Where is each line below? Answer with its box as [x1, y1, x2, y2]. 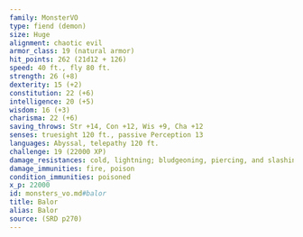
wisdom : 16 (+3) [9, 105, 70, 114]
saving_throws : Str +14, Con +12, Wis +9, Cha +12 [9, 123, 204, 132]
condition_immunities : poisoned [9, 172, 131, 181]
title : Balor [9, 197, 59, 207]
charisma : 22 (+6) [9, 114, 78, 123]
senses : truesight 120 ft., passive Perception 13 [9, 131, 204, 140]
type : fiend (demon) [9, 22, 87, 31]
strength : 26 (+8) [9, 72, 78, 81]
